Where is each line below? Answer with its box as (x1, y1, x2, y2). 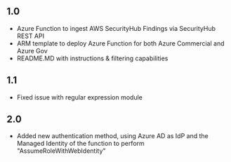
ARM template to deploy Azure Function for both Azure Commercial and (16, 39, 225, 48)
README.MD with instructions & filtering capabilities (16, 54, 169, 62)
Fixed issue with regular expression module (16, 93, 143, 101)
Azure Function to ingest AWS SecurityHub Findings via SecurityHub (16, 24, 216, 32)
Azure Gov (16, 46, 48, 55)
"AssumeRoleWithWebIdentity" (16, 147, 106, 155)
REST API (16, 32, 45, 40)
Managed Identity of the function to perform (16, 140, 145, 148)
